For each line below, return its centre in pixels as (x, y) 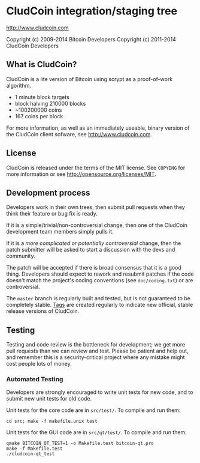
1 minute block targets (42, 97)
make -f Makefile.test (34, 449)
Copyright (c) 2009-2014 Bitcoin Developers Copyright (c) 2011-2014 (91, 39)
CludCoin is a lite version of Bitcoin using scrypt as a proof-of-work (90, 79)
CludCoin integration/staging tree (92, 11)
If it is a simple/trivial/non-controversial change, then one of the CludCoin (97, 225)
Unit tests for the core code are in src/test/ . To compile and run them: (93, 410)
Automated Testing (35, 380)
